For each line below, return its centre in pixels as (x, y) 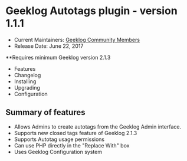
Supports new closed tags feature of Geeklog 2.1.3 (76, 133)
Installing (25, 81)
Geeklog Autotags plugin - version (91, 11)
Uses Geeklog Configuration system (58, 152)
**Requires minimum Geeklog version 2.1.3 (58, 57)
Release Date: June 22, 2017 (49, 46)
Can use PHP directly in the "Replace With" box (72, 145)
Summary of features (45, 112)
